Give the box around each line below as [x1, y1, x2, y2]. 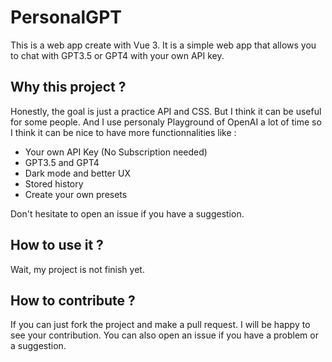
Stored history [24, 177, 84, 190]
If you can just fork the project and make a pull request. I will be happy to [10, 319, 311, 331]
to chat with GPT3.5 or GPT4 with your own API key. [10, 49, 225, 61]
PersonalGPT [10, 6, 122, 29]
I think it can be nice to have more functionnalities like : [10, 126, 237, 138]
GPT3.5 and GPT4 [24, 156, 100, 168]
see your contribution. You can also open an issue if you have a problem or [10, 329, 319, 341]
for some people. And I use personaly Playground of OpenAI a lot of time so [10, 116, 322, 128]
